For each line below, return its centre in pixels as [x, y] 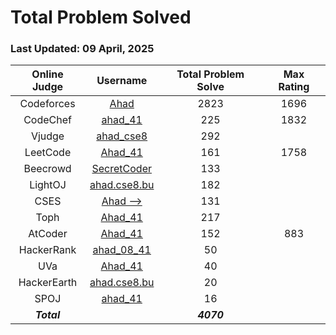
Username [122, 81]
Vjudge [47, 136]
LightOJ [48, 185]
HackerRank [47, 250]
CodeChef [47, 120]
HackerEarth [48, 283]
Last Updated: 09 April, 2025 [82, 49]
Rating [294, 87]
